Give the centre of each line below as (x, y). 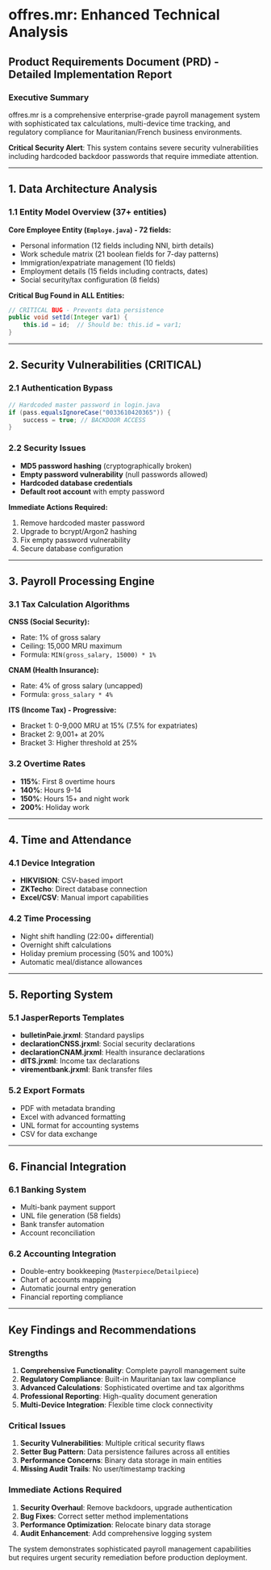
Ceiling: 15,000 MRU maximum (71, 646)
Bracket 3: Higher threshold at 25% (79, 743)
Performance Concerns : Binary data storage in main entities (121, 1460)
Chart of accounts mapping (65, 1280)
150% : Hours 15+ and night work (75, 798)
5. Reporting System (61, 994)
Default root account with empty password (92, 491)
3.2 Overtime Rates (47, 764)
